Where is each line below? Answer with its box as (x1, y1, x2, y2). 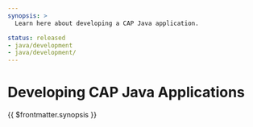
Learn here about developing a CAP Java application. (15, 19, 199, 27)
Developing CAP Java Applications (7, 84, 245, 101)
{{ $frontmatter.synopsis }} (7, 110, 97, 120)
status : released (7, 34, 66, 42)
